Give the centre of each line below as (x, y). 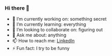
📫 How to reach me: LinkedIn (43, 41)
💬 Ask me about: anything (39, 35)
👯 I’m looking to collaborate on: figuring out (57, 30)
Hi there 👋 (17, 8)
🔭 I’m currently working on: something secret (59, 19)
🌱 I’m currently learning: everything (49, 24)
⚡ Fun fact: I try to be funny (41, 48)
